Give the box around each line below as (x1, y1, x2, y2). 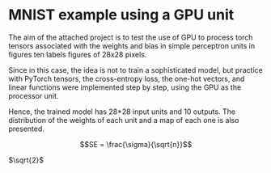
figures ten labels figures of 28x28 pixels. (8, 49, 147, 59)
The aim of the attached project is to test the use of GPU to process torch (8, 32, 253, 42)
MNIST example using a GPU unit (8, 6, 235, 24)
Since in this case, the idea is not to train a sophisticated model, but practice (8, 65, 263, 74)
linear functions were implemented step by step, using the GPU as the (8, 82, 242, 92)
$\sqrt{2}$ (8, 155, 44, 165)
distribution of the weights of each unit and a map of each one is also (8, 115, 239, 124)
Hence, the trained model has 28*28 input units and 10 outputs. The (8, 107, 236, 116)
